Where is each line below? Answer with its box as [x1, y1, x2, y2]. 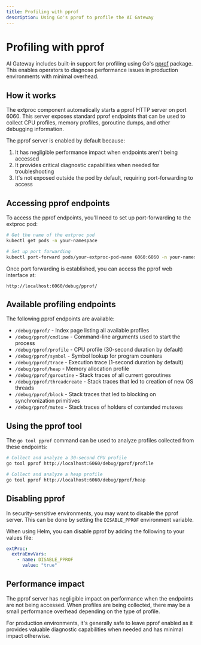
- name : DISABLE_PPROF [17, 557, 74, 563]
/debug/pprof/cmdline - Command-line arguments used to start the [14, 333, 181, 340]
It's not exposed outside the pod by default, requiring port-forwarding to [14, 174, 193, 182]
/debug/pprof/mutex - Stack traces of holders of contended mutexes [14, 403, 184, 411]
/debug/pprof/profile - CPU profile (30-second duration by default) [14, 346, 184, 353]
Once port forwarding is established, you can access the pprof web [6, 265, 172, 272]
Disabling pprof [6, 494, 65, 504]
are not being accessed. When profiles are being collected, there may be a [6, 601, 190, 608]
